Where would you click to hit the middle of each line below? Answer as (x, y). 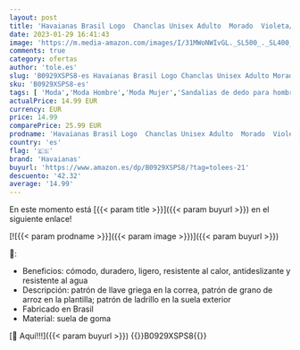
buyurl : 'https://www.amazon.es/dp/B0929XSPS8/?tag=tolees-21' (129, 167)
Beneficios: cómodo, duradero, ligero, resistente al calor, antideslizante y (156, 271)
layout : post (33, 17)
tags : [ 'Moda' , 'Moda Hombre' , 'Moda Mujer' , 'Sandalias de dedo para (139, 92)
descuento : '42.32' (46, 175)
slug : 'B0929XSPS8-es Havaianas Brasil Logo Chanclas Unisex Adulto (139, 76)
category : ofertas (43, 59)
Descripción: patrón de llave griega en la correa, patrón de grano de (147, 290)
